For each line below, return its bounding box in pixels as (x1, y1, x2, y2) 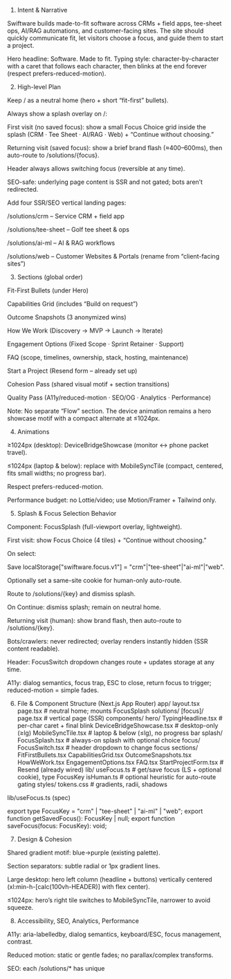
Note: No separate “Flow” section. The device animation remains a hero (7, 407, 212, 415)
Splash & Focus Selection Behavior (17, 510, 117, 517)
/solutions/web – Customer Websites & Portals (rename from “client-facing (7, 252, 220, 260)
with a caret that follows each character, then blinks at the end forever (7, 62, 207, 70)
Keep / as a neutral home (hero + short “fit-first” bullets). (7, 96, 169, 104)
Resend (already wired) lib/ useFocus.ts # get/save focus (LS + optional (17, 765, 222, 774)
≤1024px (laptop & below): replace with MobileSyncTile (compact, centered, (7, 462, 223, 469)
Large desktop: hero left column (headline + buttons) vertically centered (7, 875, 212, 884)
